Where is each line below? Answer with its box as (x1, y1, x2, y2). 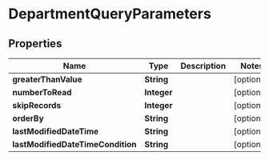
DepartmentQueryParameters (8, 5, 212, 23)
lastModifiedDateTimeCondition (12, 139, 138, 150)
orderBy (12, 113, 44, 124)
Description (179, 61, 227, 71)
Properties (8, 37, 62, 50)
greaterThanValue (12, 74, 82, 85)
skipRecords (12, 100, 62, 110)
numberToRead (12, 87, 72, 98)
